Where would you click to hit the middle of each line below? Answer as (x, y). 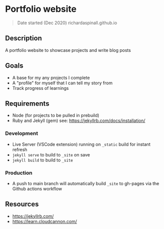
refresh (20, 150)
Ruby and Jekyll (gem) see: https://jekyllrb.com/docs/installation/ (79, 121)
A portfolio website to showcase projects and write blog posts (68, 50)
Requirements (27, 103)
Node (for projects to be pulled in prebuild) (56, 115)
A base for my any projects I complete (51, 77)
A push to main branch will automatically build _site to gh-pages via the (86, 183)
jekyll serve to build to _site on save (51, 154)
